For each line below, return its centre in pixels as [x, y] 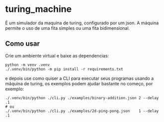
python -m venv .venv [28, 65]
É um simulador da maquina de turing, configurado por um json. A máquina [82, 23]
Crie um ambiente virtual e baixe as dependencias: [57, 56]
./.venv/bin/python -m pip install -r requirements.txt [64, 69]
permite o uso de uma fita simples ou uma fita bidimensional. [68, 28]
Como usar [23, 44]
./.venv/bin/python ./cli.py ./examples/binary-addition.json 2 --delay [82, 98]
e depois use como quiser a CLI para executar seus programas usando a [80, 78]
